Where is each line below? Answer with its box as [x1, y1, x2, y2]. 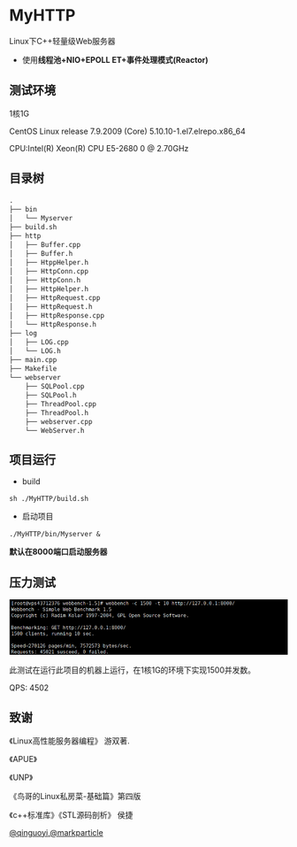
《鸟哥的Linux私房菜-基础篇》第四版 [9, 790, 141, 801]
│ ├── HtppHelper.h [9, 258, 89, 266]
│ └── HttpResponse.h [9, 320, 97, 328]
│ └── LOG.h [9, 346, 62, 355]
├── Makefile [9, 364, 57, 373]
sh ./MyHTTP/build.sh [9, 495, 89, 504]
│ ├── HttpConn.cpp [9, 266, 89, 275]
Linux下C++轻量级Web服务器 [9, 35, 117, 46]
